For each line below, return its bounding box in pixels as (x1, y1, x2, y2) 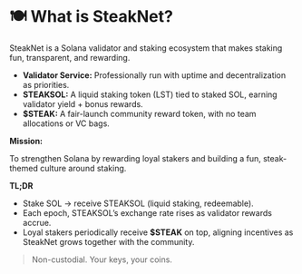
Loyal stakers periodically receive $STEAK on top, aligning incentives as (22, 227, 294, 238)
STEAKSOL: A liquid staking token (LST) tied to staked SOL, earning (22, 89, 278, 100)
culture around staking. (39, 162, 127, 173)
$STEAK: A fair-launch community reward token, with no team (22, 108, 257, 119)
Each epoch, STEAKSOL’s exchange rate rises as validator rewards (22, 207, 272, 218)
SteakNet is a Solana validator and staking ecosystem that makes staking (9, 42, 283, 54)
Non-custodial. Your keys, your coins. (31, 254, 172, 265)
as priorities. (22, 79, 70, 90)
